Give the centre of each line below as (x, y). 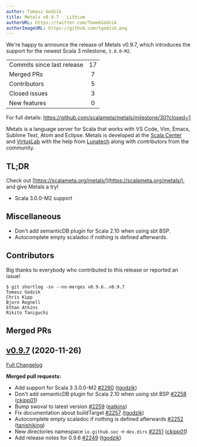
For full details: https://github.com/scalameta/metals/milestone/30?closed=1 (98, 118)
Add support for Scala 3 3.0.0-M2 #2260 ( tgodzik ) (76, 388)
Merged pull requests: (34, 376)
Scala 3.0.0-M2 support (43, 198)
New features (28, 103)
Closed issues (29, 94)
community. (20, 148)
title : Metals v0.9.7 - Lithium (46, 17)
